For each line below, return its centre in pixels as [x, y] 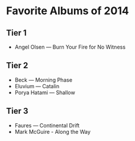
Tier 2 [17, 65]
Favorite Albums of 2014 [67, 11]
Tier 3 [17, 111]
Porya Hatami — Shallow [45, 92]
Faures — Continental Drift [47, 125]
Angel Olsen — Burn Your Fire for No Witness [70, 47]
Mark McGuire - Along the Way [52, 132]
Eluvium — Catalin [37, 86]
